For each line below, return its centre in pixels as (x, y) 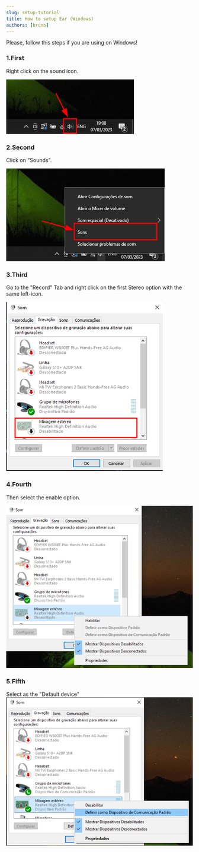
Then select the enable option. (44, 497)
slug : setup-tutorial (33, 12)
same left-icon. (25, 294)
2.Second (20, 147)
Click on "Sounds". (29, 160)
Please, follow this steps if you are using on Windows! (72, 43)
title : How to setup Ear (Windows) (50, 19)
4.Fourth (19, 484)
